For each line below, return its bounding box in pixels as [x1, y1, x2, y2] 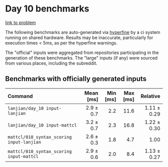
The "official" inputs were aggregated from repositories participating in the [5, 49, 159, 55]
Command [7, 92, 33, 99]
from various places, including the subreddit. [5, 60, 97, 66]
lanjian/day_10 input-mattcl [7, 122, 77, 128]
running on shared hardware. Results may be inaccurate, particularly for [5, 34, 153, 40]
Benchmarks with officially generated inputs [5, 74, 146, 83]
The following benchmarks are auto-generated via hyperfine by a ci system [5, 29, 160, 35]
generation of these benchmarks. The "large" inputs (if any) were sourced [5, 54, 158, 60]
